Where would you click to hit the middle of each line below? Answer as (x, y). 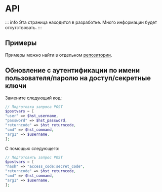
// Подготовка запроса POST (34, 107)
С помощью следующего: (32, 148)
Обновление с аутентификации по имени (72, 70)
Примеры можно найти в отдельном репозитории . (59, 55)
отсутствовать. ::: (23, 27)
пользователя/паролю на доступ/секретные (78, 78)
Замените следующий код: (34, 98)
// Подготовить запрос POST (34, 157)
